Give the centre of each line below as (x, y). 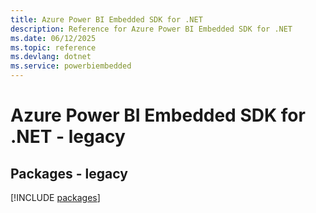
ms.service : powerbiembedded (71, 66)
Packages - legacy (69, 173)
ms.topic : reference (53, 47)
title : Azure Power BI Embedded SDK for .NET (106, 19)
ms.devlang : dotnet (51, 57)
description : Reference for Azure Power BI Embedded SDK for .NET (151, 29)
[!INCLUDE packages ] (55, 197)
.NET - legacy (68, 137)
